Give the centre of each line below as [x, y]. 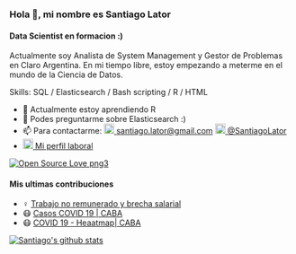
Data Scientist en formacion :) [66, 36]
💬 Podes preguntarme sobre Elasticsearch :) [104, 119]
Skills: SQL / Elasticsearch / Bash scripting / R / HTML [109, 92]
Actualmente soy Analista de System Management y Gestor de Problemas [146, 56]
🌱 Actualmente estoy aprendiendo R [89, 109]
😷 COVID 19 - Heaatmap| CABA [81, 223]
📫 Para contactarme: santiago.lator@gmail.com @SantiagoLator [154, 131]
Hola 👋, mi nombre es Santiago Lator [90, 14]
